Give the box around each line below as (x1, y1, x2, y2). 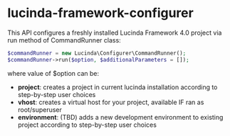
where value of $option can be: (7, 69, 100, 77)
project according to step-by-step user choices (17, 120, 157, 129)
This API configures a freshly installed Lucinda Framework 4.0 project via (7, 28, 222, 37)
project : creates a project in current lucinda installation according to (17, 83, 218, 91)
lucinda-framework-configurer (7, 5, 194, 21)
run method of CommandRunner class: (7, 35, 121, 44)
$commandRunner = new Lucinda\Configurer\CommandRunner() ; (7, 50, 187, 57)
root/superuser (17, 105, 63, 114)
